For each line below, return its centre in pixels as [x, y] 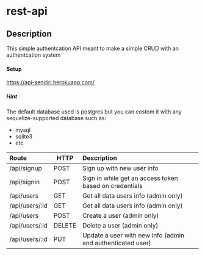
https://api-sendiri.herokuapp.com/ [50, 82]
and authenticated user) [117, 243]
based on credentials [112, 186]
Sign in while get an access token [130, 178]
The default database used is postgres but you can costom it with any [94, 112]
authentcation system [34, 55]
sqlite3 [23, 137]
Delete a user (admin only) [120, 226]
